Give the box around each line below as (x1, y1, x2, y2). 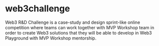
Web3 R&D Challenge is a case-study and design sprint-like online (5, 19, 140, 25)
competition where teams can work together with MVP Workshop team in (5, 24, 155, 30)
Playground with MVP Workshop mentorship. (5, 35, 97, 41)
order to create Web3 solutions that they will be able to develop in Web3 (5, 30, 152, 36)
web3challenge (5, 3, 70, 14)
